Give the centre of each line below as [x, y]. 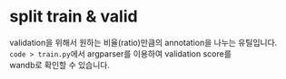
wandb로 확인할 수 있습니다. [60, 65]
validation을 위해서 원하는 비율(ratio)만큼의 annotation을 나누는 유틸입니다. [143, 42]
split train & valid [74, 17]
